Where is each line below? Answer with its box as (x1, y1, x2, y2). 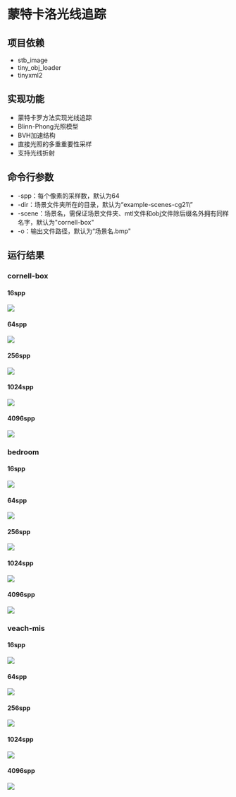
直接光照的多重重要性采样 (17, 139, 92, 148)
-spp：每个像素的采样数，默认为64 (17, 191, 120, 200)
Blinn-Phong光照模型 (17, 122, 79, 131)
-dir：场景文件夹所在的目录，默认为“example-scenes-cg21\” (17, 200, 193, 208)
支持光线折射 (17, 148, 55, 157)
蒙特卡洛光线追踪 (7, 6, 107, 23)
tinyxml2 (17, 71, 43, 79)
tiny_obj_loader (17, 64, 61, 71)
